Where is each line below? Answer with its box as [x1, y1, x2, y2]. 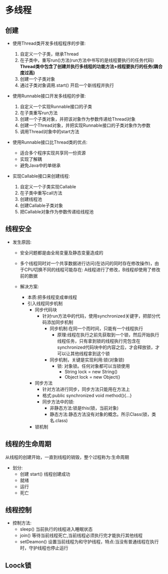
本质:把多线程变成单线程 [27, 294, 77, 300]
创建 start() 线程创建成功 [19, 471, 70, 477]
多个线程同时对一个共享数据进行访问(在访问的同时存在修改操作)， [19, 260, 155, 266]
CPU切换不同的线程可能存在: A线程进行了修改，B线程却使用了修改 [24, 266, 160, 272]
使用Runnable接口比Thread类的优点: [12, 139, 87, 145]
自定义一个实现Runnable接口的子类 [19, 104, 92, 109]
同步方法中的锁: [42, 399, 75, 405]
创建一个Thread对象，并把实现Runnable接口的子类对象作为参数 [19, 122, 151, 128]
